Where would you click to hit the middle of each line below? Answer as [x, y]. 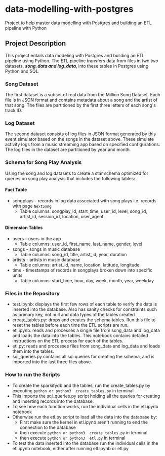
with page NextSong [32, 206]
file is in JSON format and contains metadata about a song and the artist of [81, 100]
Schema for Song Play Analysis [43, 162]
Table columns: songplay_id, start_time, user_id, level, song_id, [83, 211]
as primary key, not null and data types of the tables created [73, 315]
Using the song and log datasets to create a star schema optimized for [77, 173]
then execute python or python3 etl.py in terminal [72, 438]
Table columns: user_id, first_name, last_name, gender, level [81, 244]
